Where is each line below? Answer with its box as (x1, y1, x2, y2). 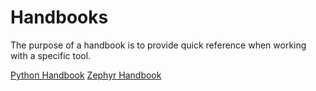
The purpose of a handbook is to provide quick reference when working (10, 39, 307, 51)
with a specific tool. (10, 49, 92, 61)
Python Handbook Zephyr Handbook (10, 69, 162, 81)
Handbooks (10, 6, 109, 29)
